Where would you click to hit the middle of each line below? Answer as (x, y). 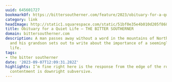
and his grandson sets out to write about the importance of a (79, 43)
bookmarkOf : (18, 15)
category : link (21, 19)
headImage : (17, 24)
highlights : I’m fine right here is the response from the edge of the (83, 67)
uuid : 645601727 (23, 10)
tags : (11, 52)
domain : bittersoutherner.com (38, 34)
